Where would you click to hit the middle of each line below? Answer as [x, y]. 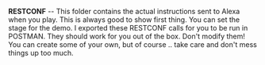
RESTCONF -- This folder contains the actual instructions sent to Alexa [124, 11]
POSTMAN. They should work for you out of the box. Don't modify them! [127, 36]
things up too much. [41, 53]
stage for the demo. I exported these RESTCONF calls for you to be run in [128, 28]
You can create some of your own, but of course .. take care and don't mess [133, 45]
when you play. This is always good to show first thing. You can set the [124, 20]
